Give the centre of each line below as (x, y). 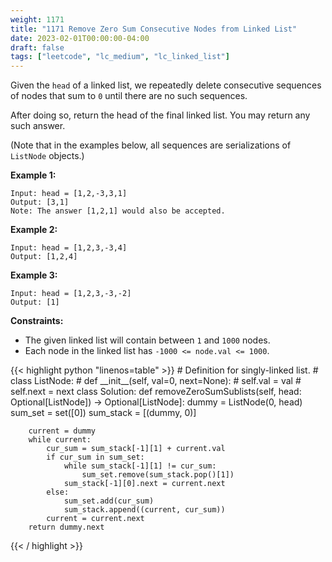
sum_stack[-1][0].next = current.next (144, 484)
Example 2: (34, 230)
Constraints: (37, 321)
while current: (60, 440)
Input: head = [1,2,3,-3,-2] (71, 294)
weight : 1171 (37, 19)
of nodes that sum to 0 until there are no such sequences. (129, 96)
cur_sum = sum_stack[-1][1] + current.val (136, 449)
